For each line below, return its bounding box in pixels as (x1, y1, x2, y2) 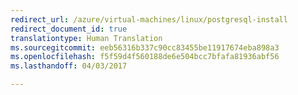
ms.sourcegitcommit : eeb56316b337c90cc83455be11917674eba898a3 (10, 42, 280, 53)
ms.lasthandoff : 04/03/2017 (10, 61, 128, 71)
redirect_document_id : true (10, 24, 128, 34)
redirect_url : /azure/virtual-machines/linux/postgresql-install (10, 14, 288, 25)
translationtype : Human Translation (10, 33, 163, 43)
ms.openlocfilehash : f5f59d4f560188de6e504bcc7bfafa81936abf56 (10, 52, 280, 62)
